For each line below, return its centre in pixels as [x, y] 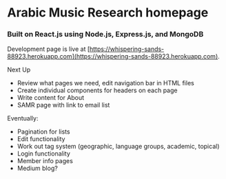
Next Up [19, 70]
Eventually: [23, 118]
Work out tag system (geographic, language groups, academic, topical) [118, 147]
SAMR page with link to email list [63, 105]
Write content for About [51, 98]
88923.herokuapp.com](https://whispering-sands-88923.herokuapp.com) [113, 56]
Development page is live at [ [49, 49]
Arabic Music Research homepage [108, 13]
